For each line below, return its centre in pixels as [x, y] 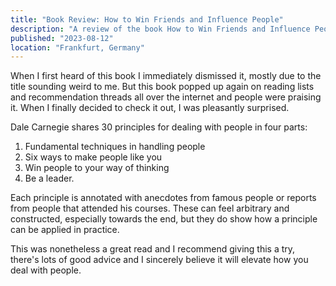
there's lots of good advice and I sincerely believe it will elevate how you [159, 260]
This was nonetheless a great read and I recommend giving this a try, [153, 249]
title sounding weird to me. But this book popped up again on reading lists [162, 87]
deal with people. [46, 270]
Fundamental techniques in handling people [115, 147]
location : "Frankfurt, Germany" [77, 47]
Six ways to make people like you [93, 157]
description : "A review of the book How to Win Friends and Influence [160, 29]
